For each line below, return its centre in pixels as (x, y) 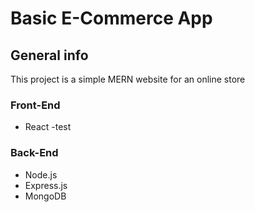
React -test (48, 127)
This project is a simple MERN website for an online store (128, 79)
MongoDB (45, 196)
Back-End (34, 153)
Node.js (41, 174)
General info (49, 55)
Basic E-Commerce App (111, 18)
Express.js (46, 185)
